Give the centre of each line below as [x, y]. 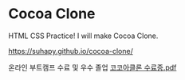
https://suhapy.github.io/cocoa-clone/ [71, 51]
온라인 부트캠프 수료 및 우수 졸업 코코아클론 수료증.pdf [92, 67]
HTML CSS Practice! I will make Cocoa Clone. [83, 36]
